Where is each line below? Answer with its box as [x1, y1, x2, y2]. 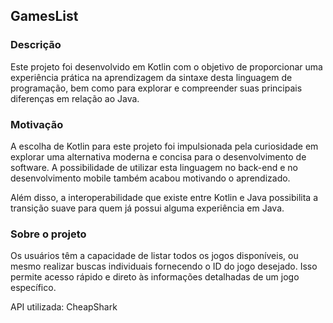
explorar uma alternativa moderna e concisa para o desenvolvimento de [10, 150, 307, 163]
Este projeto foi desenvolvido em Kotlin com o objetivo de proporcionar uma [10, 60, 323, 73]
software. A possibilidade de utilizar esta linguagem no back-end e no [10, 161, 298, 173]
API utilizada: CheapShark [10, 301, 118, 313]
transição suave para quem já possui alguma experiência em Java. [10, 202, 285, 214]
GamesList [10, 8, 79, 25]
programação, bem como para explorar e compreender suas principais [10, 82, 303, 94]
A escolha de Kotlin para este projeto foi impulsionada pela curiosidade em [10, 140, 319, 152]
